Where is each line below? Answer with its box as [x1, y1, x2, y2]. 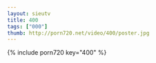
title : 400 [7, 17, 39, 24]
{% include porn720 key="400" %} [7, 48, 107, 57]
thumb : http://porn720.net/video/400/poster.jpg [7, 29, 150, 37]
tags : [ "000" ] [7, 23, 48, 30]
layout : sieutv [7, 10, 51, 17]
